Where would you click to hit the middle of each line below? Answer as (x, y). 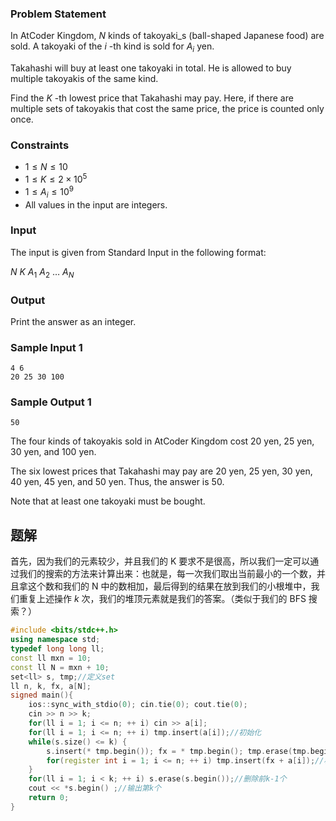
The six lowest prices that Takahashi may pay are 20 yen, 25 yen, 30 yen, (161, 471)
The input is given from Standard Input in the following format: (138, 252)
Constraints (40, 145)
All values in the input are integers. (96, 204)
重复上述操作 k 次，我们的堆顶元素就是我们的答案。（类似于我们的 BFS (162, 599)
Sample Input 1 (46, 347)
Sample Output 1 (51, 402)
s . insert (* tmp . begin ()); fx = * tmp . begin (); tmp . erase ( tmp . (178, 751)
